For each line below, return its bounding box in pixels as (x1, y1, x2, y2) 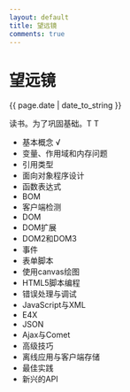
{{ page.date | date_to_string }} (9, 100, 122, 111)
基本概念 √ (21, 137, 61, 148)
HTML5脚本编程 (21, 278, 81, 288)
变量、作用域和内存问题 (21, 148, 108, 159)
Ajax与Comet (21, 329, 71, 341)
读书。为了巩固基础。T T (9, 119, 100, 129)
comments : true (9, 29, 65, 38)
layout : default (9, 12, 69, 22)
